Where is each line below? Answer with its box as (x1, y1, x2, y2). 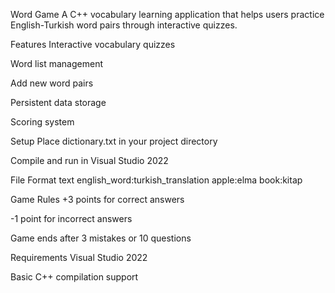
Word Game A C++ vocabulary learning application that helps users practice (10, 9, 325, 20)
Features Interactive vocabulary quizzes (10, 39, 176, 50)
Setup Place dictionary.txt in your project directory (10, 135, 218, 147)
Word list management (10, 58, 103, 69)
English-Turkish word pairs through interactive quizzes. (10, 19, 238, 31)
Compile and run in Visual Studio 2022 (10, 155, 169, 166)
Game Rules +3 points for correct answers (10, 194, 185, 205)
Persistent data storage (10, 97, 107, 108)
